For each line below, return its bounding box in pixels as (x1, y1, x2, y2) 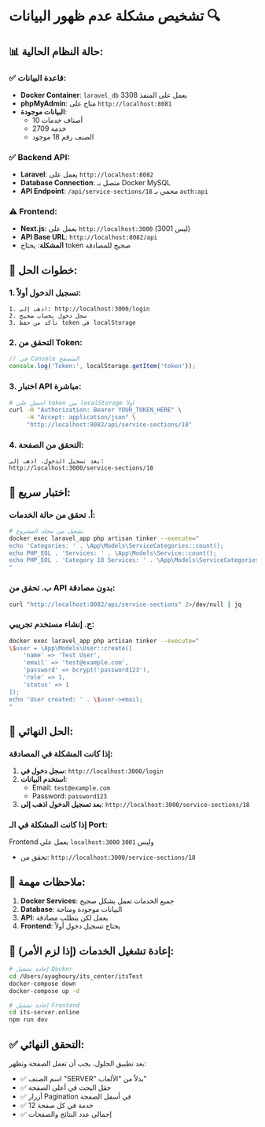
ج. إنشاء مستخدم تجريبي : (9, 619, 95, 630)
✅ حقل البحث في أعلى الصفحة (20, 1083, 112, 1092)
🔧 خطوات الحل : (9, 263, 78, 277)
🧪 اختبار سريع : (9, 485, 71, 499)
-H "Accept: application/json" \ (26, 414, 136, 422)
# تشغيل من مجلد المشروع (9, 526, 84, 535)
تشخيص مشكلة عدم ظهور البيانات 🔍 (9, 7, 221, 25)
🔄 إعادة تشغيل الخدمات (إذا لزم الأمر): (9, 944, 175, 958)
